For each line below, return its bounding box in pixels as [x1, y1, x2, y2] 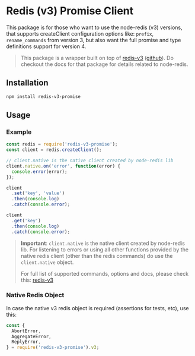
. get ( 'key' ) [11, 218, 41, 223]
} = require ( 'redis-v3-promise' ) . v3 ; [6, 345, 100, 351]
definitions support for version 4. [6, 43, 87, 50]
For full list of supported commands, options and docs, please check [20, 270, 188, 277]
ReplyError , [11, 339, 41, 345]
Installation [6, 78, 49, 88]
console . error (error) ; [11, 168, 68, 175]
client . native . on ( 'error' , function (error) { [6, 163, 120, 169]
